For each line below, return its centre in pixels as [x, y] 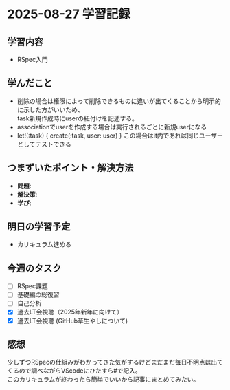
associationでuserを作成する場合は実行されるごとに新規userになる [112, 127]
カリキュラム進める [44, 244]
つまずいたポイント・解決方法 [70, 168]
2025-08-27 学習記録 [69, 14]
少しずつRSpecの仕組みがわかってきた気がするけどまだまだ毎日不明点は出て [115, 362]
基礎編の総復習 [38, 295]
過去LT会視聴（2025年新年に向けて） [70, 312]
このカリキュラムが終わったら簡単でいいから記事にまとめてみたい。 [103, 380]
